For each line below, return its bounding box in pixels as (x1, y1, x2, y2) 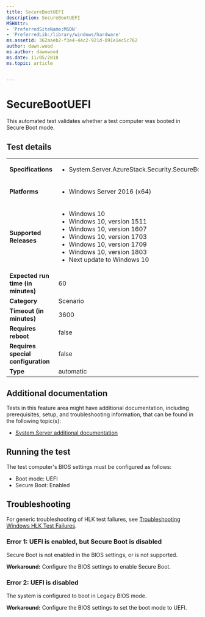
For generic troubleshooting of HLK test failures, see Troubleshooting (6, 515, 181, 523)
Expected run (9, 272, 50, 280)
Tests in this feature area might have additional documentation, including (6, 405, 189, 412)
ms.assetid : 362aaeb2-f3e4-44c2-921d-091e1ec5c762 (6, 37, 138, 43)
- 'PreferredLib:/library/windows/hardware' (6, 32, 121, 38)
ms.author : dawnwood (6, 49, 59, 55)
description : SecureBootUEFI (6, 15, 81, 21)
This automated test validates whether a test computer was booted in (6, 118, 181, 125)
